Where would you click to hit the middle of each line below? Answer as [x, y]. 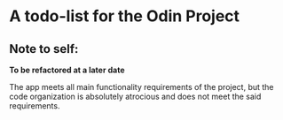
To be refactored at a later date [67, 70]
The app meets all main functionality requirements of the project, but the [141, 87]
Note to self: [44, 49]
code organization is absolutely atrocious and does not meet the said [135, 96]
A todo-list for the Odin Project [125, 16]
